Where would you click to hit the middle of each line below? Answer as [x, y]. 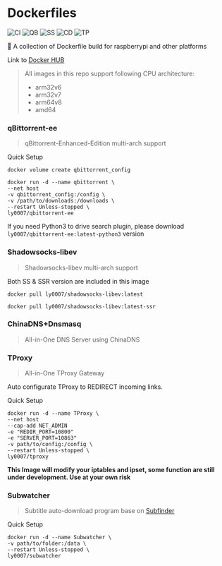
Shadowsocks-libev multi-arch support [81, 267]
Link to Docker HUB [36, 60]
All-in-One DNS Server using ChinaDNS [82, 339]
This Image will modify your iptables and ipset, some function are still [111, 470]
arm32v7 [48, 95]
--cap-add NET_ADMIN [38, 426]
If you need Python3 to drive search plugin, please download [96, 227]
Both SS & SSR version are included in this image [78, 281]
